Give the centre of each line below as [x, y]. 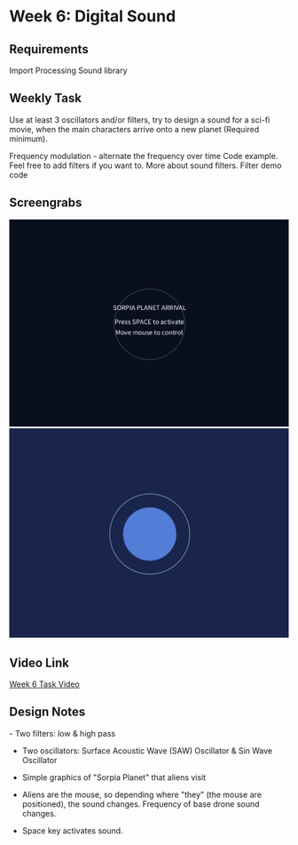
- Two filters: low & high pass [63, 733]
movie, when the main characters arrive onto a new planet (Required [134, 129]
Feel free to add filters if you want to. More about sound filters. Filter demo [145, 165]
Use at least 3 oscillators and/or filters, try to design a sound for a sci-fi [140, 120]
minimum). [29, 139]
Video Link [39, 662]
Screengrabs [46, 203]
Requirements [49, 49]
